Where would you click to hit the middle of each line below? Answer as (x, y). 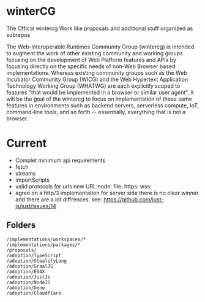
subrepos (18, 34)
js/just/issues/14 (36, 206)
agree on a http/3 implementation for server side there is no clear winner (107, 193)
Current (27, 143)
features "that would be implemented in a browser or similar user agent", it (100, 92)
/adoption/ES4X (26, 271)
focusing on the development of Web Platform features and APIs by (91, 60)
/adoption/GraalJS (30, 266)
